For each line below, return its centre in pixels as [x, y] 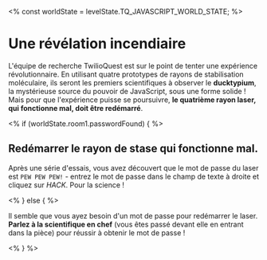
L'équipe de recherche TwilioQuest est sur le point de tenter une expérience [133, 65]
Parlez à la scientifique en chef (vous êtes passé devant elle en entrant [126, 224]
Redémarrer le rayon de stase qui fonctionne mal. [133, 149]
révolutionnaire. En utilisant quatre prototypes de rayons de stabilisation [126, 74]
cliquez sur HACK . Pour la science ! [67, 185]
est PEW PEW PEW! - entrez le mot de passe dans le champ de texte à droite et [134, 176]
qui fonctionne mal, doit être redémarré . [76, 108]
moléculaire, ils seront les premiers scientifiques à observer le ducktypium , [132, 82]
